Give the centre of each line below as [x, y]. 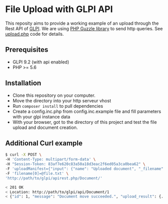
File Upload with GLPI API [59, 9]
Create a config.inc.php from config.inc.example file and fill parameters [87, 111]
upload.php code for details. [35, 34]
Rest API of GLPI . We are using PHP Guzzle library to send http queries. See [84, 28]
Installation [23, 83]
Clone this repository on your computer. [54, 95]
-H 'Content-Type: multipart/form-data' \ [50, 160]
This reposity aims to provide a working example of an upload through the [82, 23]
